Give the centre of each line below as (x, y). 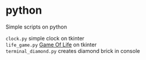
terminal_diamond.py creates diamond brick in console (73, 50)
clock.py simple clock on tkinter (45, 38)
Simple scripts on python (36, 27)
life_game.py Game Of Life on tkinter (51, 45)
